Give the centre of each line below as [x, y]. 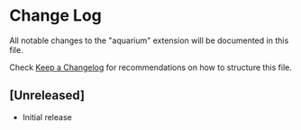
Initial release [47, 117]
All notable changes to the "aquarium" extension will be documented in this [149, 40]
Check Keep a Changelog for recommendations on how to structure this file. [151, 67]
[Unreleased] [47, 95]
